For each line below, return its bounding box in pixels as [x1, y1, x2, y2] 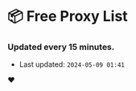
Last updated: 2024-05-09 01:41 [19, 60, 126, 69]
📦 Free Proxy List [7, 7, 128, 26]
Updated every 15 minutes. [7, 42, 115, 53]
